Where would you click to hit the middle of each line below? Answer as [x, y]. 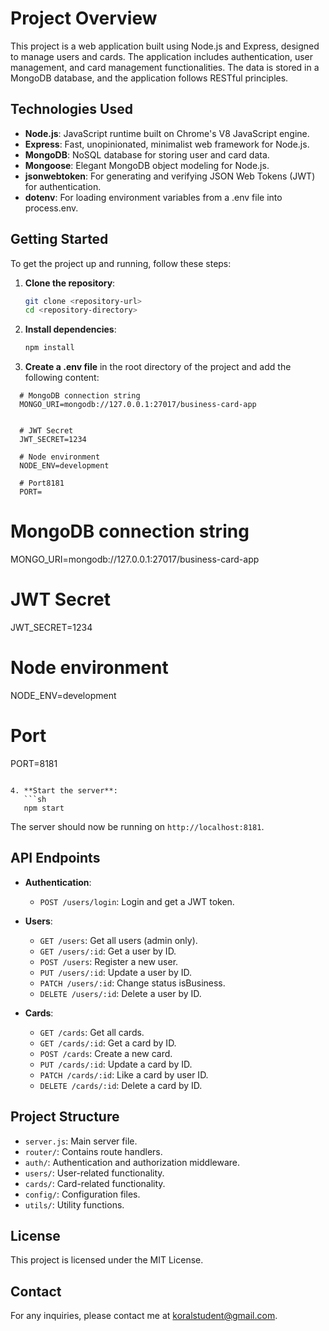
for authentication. [63, 186]
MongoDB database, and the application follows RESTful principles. [149, 78]
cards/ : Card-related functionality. [95, 1183]
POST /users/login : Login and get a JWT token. [137, 901]
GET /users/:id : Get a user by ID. [108, 951]
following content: [62, 378]
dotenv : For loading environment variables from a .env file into [153, 197]
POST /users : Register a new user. [109, 961]
